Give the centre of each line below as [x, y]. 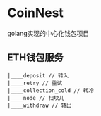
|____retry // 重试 [35, 83]
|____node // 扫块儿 [36, 98]
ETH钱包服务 [35, 58]
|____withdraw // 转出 [40, 105]
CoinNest [35, 13]
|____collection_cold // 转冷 [50, 90]
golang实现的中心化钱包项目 [48, 33]
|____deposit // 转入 [38, 75]
